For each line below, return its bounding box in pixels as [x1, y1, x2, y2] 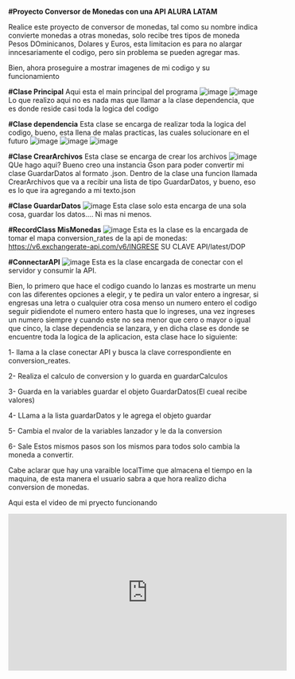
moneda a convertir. [8, 450, 74, 459]
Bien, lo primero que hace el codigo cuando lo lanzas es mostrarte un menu [8, 281, 257, 290]
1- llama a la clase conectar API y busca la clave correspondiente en [8, 347, 232, 357]
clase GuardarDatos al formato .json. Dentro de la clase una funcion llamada [8, 169, 258, 178]
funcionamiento [8, 72, 60, 80]
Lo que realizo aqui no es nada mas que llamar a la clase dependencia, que [8, 96, 254, 104]
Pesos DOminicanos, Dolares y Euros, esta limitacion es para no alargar [8, 39, 243, 49]
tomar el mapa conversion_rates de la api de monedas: [8, 234, 188, 242]
